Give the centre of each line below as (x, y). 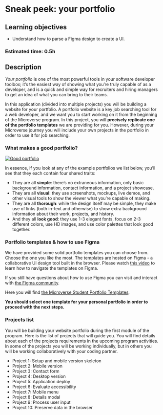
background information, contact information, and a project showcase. (83, 188)
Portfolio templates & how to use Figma (52, 242)
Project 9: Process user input (41, 402)
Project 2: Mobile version (37, 366)
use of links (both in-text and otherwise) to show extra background (80, 209)
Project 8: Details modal (36, 397)
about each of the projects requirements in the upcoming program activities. (82, 341)
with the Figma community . (32, 283)
